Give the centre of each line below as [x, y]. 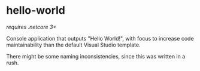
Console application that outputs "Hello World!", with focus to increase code [100, 38]
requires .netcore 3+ [31, 27]
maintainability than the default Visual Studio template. [73, 45]
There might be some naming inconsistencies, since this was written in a [96, 56]
